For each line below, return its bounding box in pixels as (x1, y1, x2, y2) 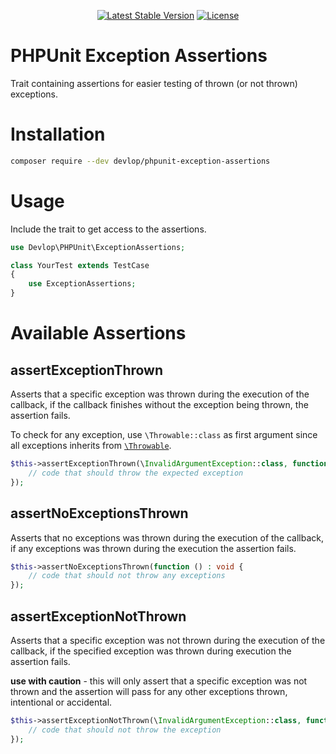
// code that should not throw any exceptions (28, 571, 226, 581)
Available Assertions (10, 322, 187, 345)
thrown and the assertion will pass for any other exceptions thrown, (10, 685, 288, 697)
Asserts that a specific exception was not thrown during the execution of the (10, 634, 326, 646)
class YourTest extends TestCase (10, 260, 150, 270)
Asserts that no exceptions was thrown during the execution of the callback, (10, 531, 325, 544)
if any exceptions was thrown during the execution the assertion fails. (10, 542, 297, 554)
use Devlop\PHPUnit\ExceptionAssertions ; (10, 242, 186, 252)
